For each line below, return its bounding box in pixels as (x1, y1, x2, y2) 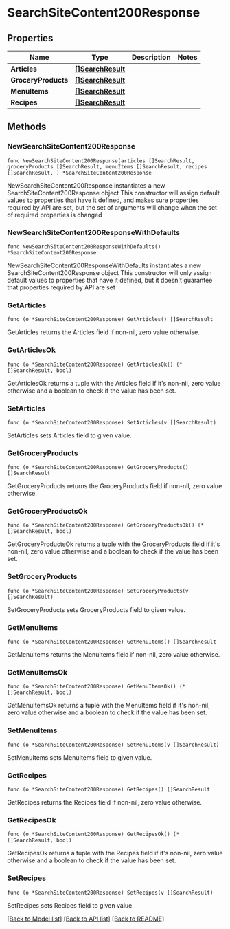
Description (131, 53, 171, 62)
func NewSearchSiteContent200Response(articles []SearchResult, (7, 157, 195, 164)
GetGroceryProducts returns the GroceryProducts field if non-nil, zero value (7, 482, 222, 490)
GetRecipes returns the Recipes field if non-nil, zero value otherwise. (7, 798, 203, 806)
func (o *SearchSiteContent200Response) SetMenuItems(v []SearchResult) (7, 741, 220, 748)
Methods (7, 121, 47, 133)
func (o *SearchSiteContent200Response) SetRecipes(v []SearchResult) (7, 889, 214, 896)
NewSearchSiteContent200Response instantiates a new (7, 181, 166, 190)
